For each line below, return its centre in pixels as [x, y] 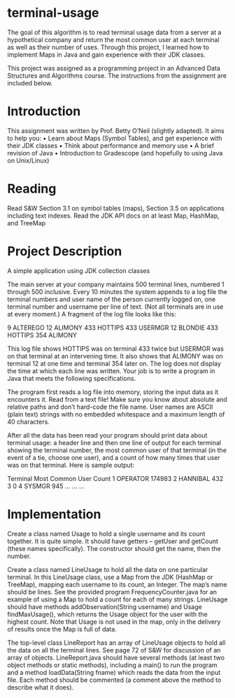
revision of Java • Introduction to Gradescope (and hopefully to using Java [115, 153]
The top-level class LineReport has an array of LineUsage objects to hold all [116, 643]
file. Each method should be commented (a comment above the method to [114, 680]
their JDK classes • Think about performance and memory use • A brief [111, 146]
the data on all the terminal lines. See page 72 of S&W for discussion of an [114, 650]
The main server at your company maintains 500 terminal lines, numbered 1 [116, 284]
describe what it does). [41, 687]
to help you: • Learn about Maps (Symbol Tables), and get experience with [115, 138]
